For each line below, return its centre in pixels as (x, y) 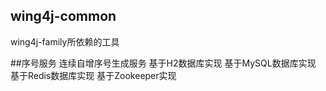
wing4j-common (63, 16)
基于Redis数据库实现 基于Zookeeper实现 (93, 75)
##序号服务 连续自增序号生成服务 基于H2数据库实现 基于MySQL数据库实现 (163, 63)
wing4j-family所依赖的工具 (65, 41)
